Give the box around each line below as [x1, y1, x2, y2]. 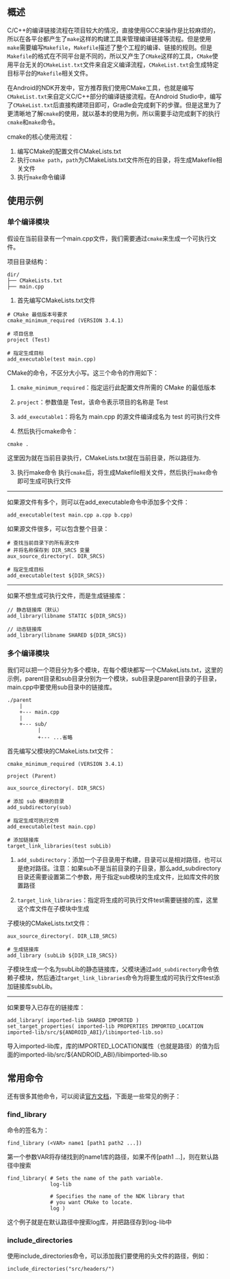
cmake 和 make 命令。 [7, 117, 60, 126]
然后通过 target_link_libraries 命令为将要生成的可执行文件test [36, 973, 214, 982]
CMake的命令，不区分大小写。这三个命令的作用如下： [7, 368, 159, 376]
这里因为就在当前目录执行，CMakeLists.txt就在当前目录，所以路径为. [7, 453, 201, 462]
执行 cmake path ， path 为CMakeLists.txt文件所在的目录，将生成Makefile [16, 155, 217, 163]
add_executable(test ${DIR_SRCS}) [7, 572, 106, 579]
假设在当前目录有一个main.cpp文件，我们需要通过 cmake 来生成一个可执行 [7, 234, 211, 242]
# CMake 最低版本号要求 [7, 311, 68, 318]
